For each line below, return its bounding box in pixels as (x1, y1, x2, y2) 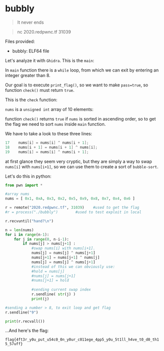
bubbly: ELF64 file (12, 48, 50, 54)
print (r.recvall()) (5, 319, 45, 324)
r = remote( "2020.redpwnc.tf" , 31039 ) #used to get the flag (5, 205, 139, 210)
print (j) (31, 296, 50, 301)
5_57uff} (5, 342, 23, 347)
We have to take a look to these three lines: (5, 130, 92, 136)
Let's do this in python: (5, 173, 52, 179)
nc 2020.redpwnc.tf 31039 (17, 29, 71, 35)
